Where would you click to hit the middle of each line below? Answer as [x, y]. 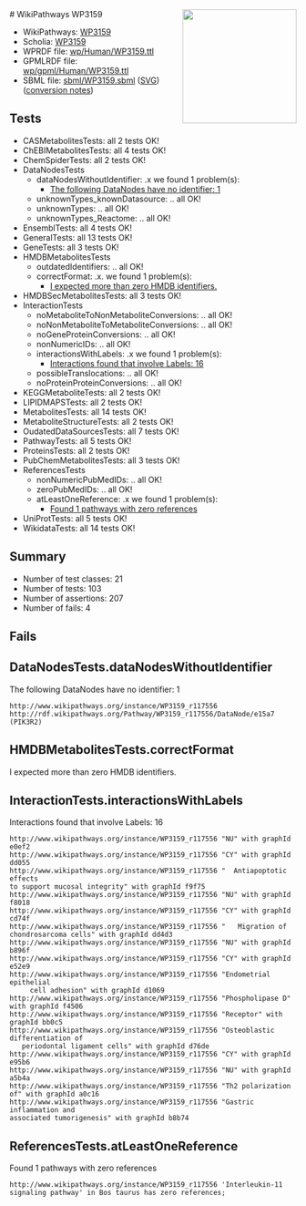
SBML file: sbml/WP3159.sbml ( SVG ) [91, 80]
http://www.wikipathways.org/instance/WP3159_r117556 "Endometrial [140, 974]
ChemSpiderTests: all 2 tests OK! [84, 160]
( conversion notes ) [58, 90]
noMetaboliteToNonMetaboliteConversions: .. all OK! [134, 314]
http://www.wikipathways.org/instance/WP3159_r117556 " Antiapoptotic [148, 871]
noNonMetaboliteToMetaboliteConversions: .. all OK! [134, 325]
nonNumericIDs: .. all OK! [83, 344]
